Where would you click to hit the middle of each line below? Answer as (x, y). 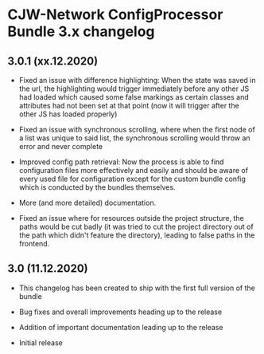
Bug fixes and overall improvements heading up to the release (120, 312)
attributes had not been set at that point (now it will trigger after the (129, 106)
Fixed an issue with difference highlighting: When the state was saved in (137, 80)
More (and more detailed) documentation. (87, 203)
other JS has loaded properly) (68, 114)
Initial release (41, 342)
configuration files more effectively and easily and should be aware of (133, 170)
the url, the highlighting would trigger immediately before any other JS (134, 88)
